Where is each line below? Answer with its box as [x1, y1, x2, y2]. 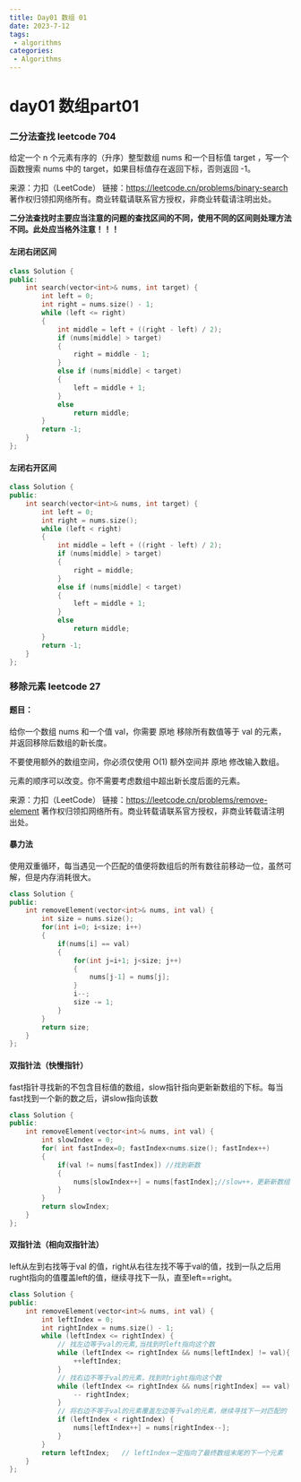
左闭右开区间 [9, 462, 56, 473]
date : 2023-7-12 [9, 22, 70, 30]
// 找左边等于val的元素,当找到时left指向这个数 [56, 1340, 215, 1349]
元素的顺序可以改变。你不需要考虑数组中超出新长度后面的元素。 [9, 775, 245, 786]
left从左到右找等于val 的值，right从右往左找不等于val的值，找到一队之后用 [9, 1261, 282, 1271]
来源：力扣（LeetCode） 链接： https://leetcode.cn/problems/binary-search [9, 183, 288, 194]
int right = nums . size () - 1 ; [41, 300, 154, 309]
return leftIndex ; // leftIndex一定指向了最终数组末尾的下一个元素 [41, 1448, 284, 1457]
